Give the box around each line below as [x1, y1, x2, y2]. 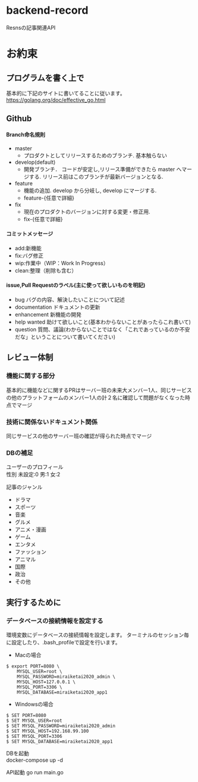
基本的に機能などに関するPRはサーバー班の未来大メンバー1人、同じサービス [6, 386, 192, 393]
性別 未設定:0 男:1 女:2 [6, 471, 61, 478]
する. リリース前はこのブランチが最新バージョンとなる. [29, 173, 164, 180]
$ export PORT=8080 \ [6, 663, 60, 669]
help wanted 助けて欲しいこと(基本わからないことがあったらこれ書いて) [14, 318, 191, 325]
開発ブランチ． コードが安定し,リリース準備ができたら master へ [23, 165, 182, 173]
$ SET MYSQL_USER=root [6, 718, 62, 724]
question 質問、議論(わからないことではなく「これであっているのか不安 [14, 325, 190, 333]
